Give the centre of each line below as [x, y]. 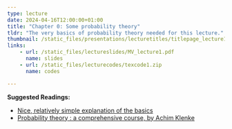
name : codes [42, 71]
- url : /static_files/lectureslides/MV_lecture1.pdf [97, 52]
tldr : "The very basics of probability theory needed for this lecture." [116, 33]
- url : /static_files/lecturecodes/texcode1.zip [91, 65]
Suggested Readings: [39, 97]
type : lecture [28, 13]
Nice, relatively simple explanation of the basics [85, 110]
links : [17, 46]
